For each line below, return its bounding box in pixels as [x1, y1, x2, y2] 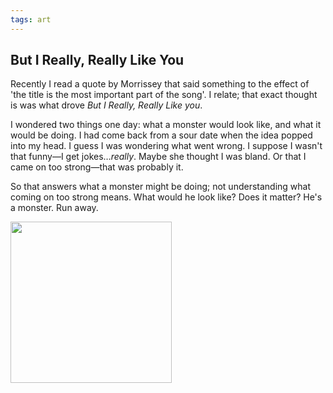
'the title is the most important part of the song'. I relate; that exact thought [10, 89, 318, 101]
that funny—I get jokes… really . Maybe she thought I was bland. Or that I [10, 151, 307, 163]
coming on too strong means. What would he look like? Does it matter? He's [10, 191, 323, 203]
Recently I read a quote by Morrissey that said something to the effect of [10, 78, 310, 90]
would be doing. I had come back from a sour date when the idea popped [10, 129, 313, 141]
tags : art [10, 14, 52, 25]
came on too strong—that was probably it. [10, 161, 184, 173]
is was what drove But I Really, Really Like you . [10, 99, 203, 111]
